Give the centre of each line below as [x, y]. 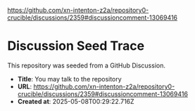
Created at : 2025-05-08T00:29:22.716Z [76, 101]
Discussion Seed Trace [76, 46]
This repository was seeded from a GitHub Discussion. [86, 65]
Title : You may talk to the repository [69, 79]
